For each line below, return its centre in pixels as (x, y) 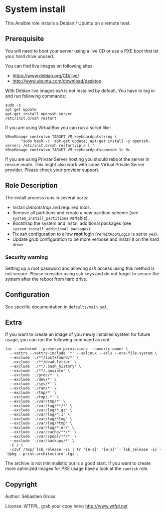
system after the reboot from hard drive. (46, 279)
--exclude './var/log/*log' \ (41, 419)
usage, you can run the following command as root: (58, 340)
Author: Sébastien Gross (30, 496)
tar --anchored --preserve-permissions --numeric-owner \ (67, 349)
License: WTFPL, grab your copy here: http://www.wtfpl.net (67, 506)
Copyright (21, 484)
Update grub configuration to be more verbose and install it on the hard (86, 239)
